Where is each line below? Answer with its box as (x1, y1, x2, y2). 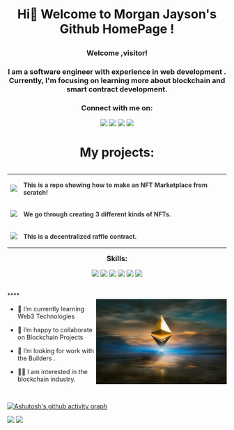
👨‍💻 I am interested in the (17, 368, 88, 376)
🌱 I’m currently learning (17, 305, 85, 313)
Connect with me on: (81, 103, 153, 113)
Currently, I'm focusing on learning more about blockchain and (8, 76, 226, 86)
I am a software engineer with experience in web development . (8, 67, 226, 77)
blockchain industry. (17, 375, 76, 383)
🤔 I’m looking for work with (17, 347, 95, 355)
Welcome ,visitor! (86, 48, 148, 58)
